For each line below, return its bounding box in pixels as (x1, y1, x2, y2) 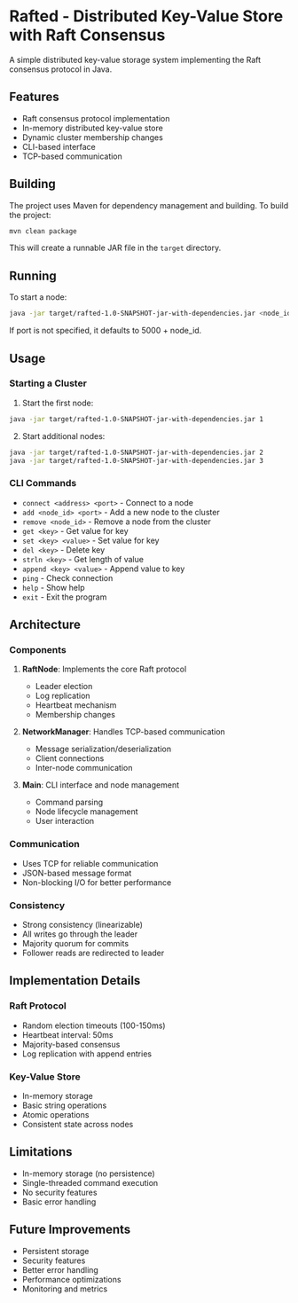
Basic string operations (21, 1100, 107, 1111)
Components (9, 644, 67, 656)
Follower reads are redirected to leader (21, 947, 165, 959)
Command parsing (35, 797, 104, 808)
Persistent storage (21, 1245, 90, 1256)
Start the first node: (21, 397, 94, 408)
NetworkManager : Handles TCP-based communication (21, 726, 226, 737)
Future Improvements (9, 1222, 131, 1237)
